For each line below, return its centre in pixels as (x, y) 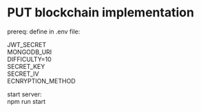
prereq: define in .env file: (44, 31)
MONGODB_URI (30, 52)
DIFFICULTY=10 (29, 59)
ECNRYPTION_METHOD (41, 81)
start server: (25, 94)
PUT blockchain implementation (101, 13)
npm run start (27, 101)
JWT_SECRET (27, 44)
